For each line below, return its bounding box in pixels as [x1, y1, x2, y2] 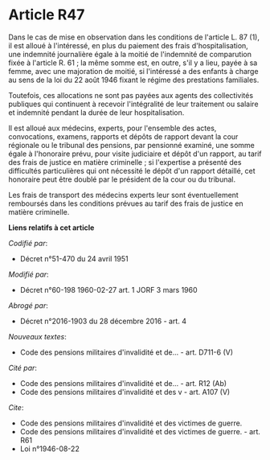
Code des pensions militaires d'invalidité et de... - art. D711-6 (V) [19, 347, 234, 357]
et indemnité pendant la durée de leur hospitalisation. [8, 107, 185, 117]
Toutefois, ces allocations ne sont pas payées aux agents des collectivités [8, 90, 254, 100]
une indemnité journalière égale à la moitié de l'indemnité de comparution [8, 49, 252, 59]
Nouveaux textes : [8, 331, 67, 341]
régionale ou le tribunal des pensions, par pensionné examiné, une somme [8, 140, 255, 150]
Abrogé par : [8, 300, 48, 310]
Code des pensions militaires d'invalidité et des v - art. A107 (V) [19, 387, 231, 396]
